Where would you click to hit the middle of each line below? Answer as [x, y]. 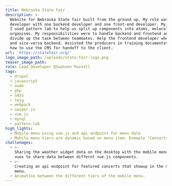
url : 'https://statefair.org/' [39, 52]
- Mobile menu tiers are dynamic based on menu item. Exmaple [78, 138]
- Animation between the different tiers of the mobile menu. [78, 176]
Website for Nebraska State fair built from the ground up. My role [84, 19]
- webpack [20, 105]
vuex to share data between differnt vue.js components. [77, 157]
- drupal [19, 76]
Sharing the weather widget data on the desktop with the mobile [86, 152]
